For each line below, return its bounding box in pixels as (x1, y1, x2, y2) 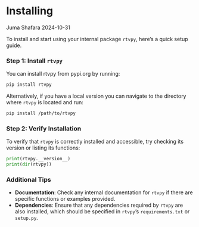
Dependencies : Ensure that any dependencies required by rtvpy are (14, 201, 184, 209)
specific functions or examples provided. (14, 195, 116, 203)
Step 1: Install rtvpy (6, 57, 63, 65)
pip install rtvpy (6, 82, 52, 88)
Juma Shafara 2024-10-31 (6, 24, 70, 31)
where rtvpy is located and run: (6, 99, 83, 106)
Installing (6, 4, 54, 18)
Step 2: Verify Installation (6, 124, 82, 132)
